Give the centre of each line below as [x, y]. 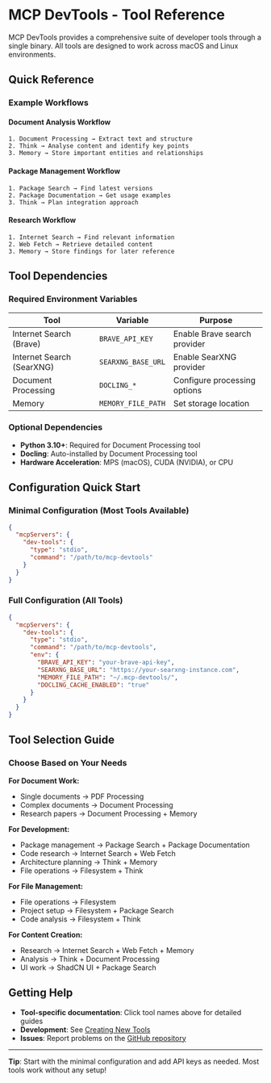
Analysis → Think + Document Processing [90, 959]
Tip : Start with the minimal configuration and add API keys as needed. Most [134, 1061]
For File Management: [46, 886]
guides [31, 1021]
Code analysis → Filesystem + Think [80, 919]
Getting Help [41, 993]
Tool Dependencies [58, 276]
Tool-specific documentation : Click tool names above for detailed [131, 1012]
